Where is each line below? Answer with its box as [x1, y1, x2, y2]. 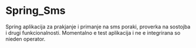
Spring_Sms [5, 4, 66, 17]
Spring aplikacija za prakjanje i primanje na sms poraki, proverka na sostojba [5, 23, 191, 30]
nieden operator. [5, 35, 46, 42]
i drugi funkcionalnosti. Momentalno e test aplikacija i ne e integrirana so [5, 29, 181, 36]
